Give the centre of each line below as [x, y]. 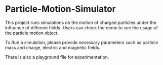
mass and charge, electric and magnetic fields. [53, 47]
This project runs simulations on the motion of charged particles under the [81, 22]
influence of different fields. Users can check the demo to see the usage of [81, 27]
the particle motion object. [32, 33]
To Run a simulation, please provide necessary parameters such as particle [81, 42]
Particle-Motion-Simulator [61, 9]
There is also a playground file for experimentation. [57, 57]
